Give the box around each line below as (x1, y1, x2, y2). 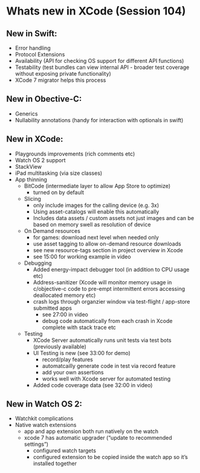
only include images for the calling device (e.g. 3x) (33, 201, 160, 209)
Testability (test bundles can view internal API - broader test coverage (15, 64, 190, 71)
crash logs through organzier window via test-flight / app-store (33, 298, 190, 305)
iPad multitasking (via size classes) (15, 169, 103, 177)
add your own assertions (42, 368, 104, 376)
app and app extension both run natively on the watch (24, 428, 159, 435)
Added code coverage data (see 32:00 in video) (33, 381, 153, 388)
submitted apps (33, 304, 73, 312)
